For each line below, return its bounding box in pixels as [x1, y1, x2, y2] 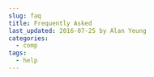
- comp [15, 42, 38, 50]
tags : [8, 49, 27, 57]
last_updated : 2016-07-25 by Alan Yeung [8, 26, 148, 34]
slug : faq [8, 11, 42, 20]
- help [15, 57, 38, 65]
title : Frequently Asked [8, 19, 92, 27]
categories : [8, 34, 49, 43]
